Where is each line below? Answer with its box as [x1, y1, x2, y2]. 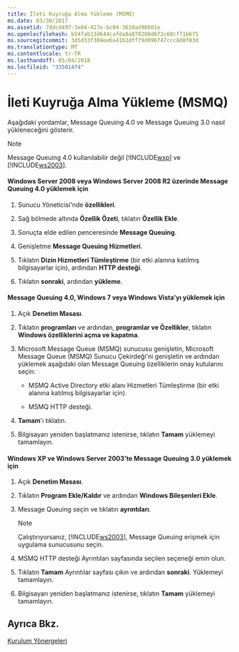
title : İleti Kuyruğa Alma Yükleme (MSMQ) [7, 10, 135, 18]
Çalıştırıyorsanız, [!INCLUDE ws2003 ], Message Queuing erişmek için [17, 533, 221, 541]
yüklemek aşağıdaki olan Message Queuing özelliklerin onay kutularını [17, 360, 223, 368]
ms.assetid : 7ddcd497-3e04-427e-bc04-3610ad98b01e [7, 24, 161, 31]
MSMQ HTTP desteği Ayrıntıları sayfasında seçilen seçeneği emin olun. [17, 554, 226, 563]
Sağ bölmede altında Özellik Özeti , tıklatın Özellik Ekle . [17, 214, 179, 223]
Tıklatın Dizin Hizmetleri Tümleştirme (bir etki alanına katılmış [17, 255, 200, 264]
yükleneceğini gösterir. [7, 126, 75, 134]
